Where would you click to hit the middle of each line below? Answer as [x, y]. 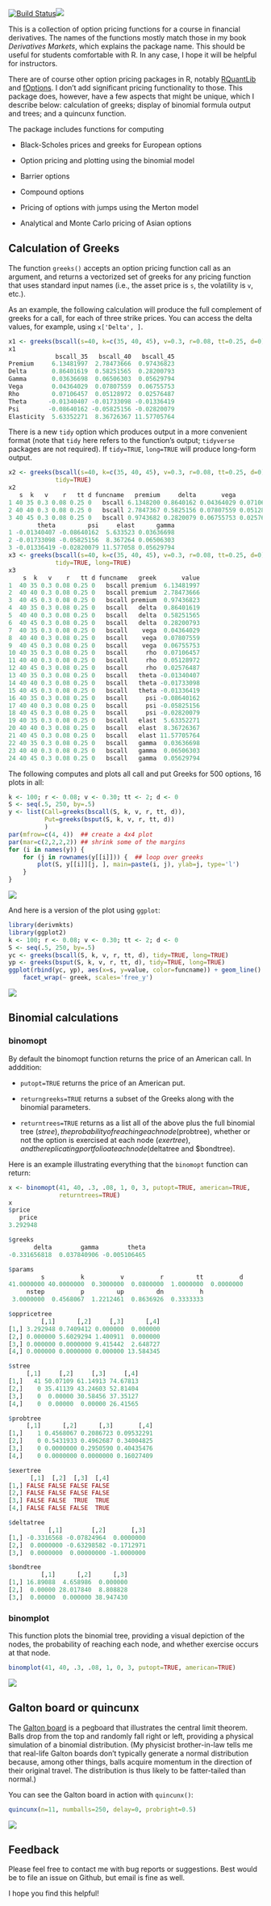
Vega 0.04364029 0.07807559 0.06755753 [92, 387]
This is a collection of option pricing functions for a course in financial [124, 29]
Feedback [34, 1850]
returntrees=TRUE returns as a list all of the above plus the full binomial [138, 1123]
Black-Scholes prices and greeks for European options [111, 145]
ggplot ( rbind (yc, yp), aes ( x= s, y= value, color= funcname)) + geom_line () [135, 970]
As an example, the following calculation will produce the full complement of [135, 309]
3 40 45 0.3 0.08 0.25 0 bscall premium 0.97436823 [104, 601]
